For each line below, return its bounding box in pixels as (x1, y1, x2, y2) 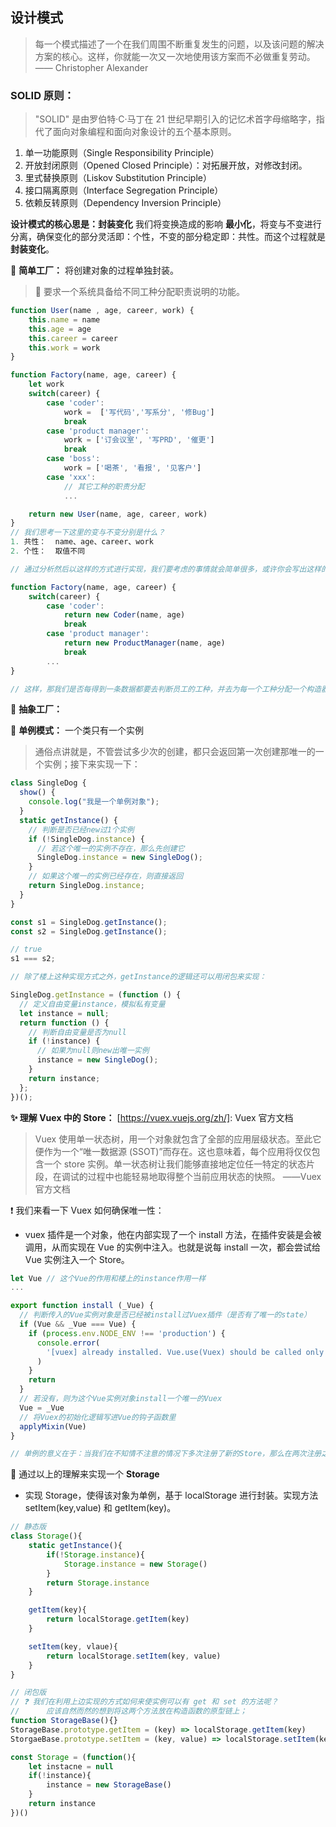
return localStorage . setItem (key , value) (46, 1651, 222, 1661)
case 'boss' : (46, 454, 101, 464)
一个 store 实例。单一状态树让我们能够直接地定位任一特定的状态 (43, 1158, 307, 1170)
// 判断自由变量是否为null (28, 1027, 127, 1037)
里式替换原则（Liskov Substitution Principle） (24, 172, 212, 184)
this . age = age (28, 324, 92, 334)
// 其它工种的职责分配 (63, 481, 145, 492)
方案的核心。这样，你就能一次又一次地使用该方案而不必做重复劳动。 (34, 50, 316, 62)
